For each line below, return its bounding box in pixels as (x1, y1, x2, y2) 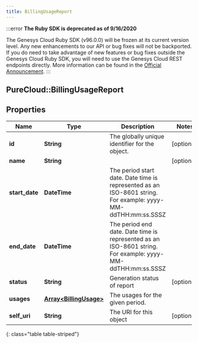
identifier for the (109, 139, 154, 148)
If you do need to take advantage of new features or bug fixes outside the (6, 48, 185, 56)
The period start (109, 166, 154, 174)
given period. (109, 298, 146, 306)
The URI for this (109, 308, 153, 316)
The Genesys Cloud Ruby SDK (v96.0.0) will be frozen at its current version (6, 36, 189, 43)
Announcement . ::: (6, 67, 51, 74)
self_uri (9, 311, 31, 319)
